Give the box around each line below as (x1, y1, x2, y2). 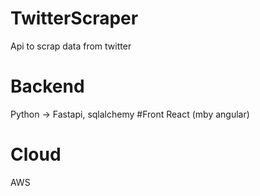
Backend (10, 75, 85, 98)
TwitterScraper (10, 7, 139, 30)
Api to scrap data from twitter (10, 40, 132, 52)
